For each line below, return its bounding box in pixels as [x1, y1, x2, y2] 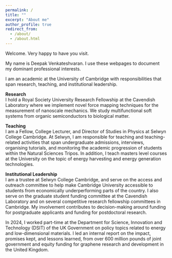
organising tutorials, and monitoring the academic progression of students [5, 144, 162, 151]
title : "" [5, 12, 27, 17]
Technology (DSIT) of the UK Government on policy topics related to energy [5, 225, 166, 231]
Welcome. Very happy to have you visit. [5, 50, 89, 57]
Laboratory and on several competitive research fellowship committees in [5, 198, 161, 205]
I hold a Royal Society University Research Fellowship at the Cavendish [5, 96, 156, 103]
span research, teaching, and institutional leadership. [5, 81, 118, 87]
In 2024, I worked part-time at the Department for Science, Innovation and [5, 219, 163, 225]
